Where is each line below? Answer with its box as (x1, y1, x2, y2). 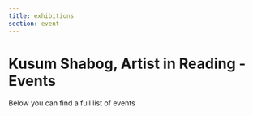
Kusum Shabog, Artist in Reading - (8, 54, 246, 73)
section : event (8, 19, 60, 28)
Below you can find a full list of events (8, 98, 135, 108)
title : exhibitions (8, 11, 75, 20)
